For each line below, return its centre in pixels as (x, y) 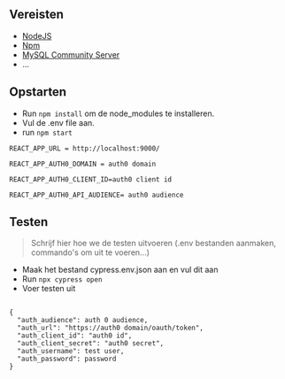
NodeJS (37, 35)
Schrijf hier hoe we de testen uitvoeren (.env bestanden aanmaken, (154, 244)
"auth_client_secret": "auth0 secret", (91, 344)
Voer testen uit (49, 289)
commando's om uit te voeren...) (90, 252)
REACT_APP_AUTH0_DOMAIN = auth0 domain (83, 164)
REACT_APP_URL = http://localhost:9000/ (85, 148)
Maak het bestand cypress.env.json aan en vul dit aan (120, 270)
